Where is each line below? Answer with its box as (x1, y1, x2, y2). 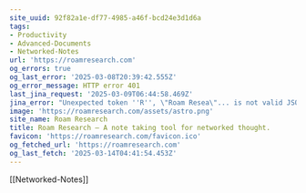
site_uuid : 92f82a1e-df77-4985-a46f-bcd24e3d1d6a (9, 13, 202, 23)
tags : (9, 22, 30, 31)
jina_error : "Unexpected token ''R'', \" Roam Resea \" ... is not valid (9, 97, 283, 107)
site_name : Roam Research (9, 115, 107, 124)
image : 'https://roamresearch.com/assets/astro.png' (9, 107, 214, 116)
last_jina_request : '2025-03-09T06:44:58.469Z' (9, 89, 194, 98)
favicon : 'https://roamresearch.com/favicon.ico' (9, 132, 202, 141)
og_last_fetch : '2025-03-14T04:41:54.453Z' (9, 148, 178, 157)
